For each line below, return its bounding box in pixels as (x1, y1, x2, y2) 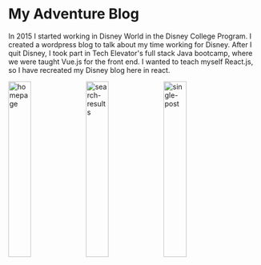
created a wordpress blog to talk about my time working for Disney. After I (8, 39, 252, 49)
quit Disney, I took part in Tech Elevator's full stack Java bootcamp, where (8, 48, 253, 58)
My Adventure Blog (8, 5, 140, 23)
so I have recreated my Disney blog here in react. (8, 65, 171, 74)
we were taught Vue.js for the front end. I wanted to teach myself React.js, (8, 57, 254, 66)
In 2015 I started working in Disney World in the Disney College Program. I (8, 31, 252, 41)
